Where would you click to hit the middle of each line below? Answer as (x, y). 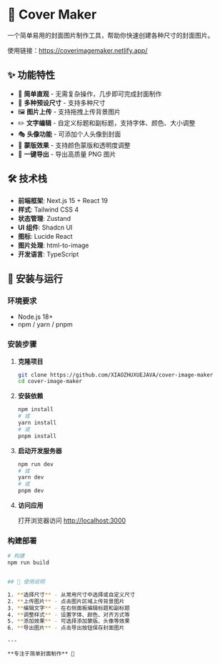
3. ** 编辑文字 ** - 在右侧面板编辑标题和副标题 (69, 608)
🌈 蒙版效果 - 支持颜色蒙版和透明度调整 (74, 145)
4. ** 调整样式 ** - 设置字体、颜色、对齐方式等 (69, 615)
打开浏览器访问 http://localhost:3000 (72, 520)
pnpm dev (31, 491)
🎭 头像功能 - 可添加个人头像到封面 (69, 134)
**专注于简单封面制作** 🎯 (41, 654)
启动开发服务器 (40, 450)
